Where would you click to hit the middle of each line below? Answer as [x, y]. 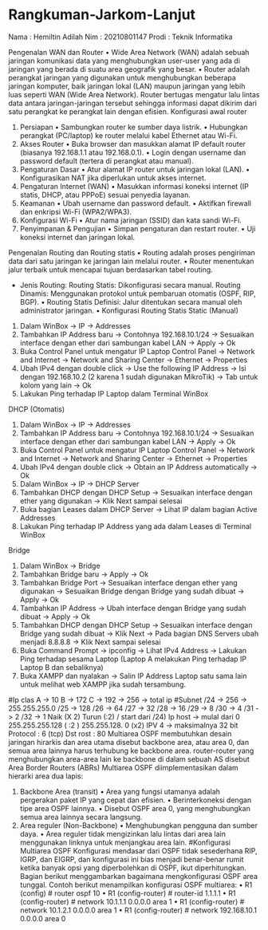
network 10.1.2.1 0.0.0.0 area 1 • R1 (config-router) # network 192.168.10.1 [138, 910]
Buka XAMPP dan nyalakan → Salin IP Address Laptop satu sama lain [133, 676]
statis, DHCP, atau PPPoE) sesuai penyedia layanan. [105, 195]
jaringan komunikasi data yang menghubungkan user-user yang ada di [124, 61]
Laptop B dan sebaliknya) [61, 667]
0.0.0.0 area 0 [43, 918]
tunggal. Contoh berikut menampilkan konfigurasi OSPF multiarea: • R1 [136, 885]
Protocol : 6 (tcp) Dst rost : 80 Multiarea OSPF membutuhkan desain [120, 733]
